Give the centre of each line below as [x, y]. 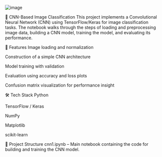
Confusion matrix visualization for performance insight [60, 85]
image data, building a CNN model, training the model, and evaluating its [78, 33]
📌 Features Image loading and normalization [49, 47]
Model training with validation [35, 66]
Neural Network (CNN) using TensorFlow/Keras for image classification [77, 22]
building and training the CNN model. [42, 149]
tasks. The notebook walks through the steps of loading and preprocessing [81, 27]
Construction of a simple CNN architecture [48, 57]
